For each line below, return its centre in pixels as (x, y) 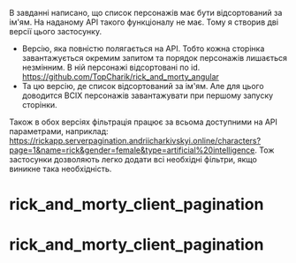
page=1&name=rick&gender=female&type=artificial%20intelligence (132, 150)
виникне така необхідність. (61, 169)
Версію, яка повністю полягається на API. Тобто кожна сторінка (143, 49)
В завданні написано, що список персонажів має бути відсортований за (146, 13)
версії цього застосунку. (56, 31)
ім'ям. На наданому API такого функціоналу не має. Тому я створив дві (144, 22)
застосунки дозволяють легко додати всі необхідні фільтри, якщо (133, 159)
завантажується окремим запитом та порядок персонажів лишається (154, 58)
